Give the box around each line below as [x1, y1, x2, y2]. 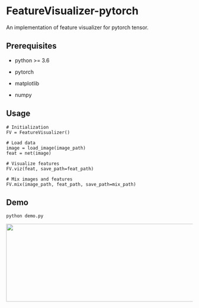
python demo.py [6, 213, 44, 219]
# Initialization [6, 124, 49, 130]
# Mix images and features [6, 176, 73, 182]
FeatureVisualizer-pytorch [6, 4, 139, 18]
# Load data [6, 139, 36, 146]
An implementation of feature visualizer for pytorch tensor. [6, 24, 149, 31]
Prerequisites [6, 41, 57, 51]
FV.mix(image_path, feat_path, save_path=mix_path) [6, 181, 136, 188]
